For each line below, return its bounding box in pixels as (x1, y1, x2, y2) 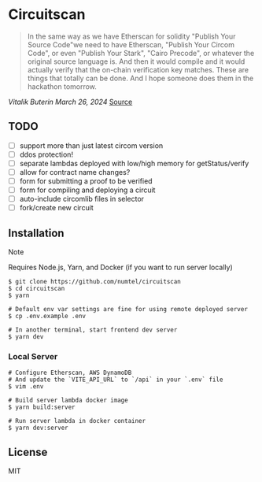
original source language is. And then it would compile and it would (27, 57, 245, 66)
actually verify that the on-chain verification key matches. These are (27, 65, 249, 74)
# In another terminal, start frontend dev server (8, 326, 178, 334)
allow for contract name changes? (19, 167, 131, 176)
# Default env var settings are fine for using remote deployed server (8, 306, 248, 313)
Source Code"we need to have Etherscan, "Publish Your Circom (27, 39, 234, 49)
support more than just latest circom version (19, 140, 164, 150)
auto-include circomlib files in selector (19, 195, 144, 204)
